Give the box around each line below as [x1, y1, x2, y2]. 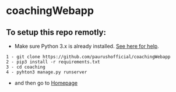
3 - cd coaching [6, 64, 45, 70]
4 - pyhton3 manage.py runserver [6, 69, 87, 75]
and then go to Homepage [14, 80, 78, 86]
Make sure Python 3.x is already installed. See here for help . [14, 43, 159, 49]
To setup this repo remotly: [6, 27, 107, 37]
